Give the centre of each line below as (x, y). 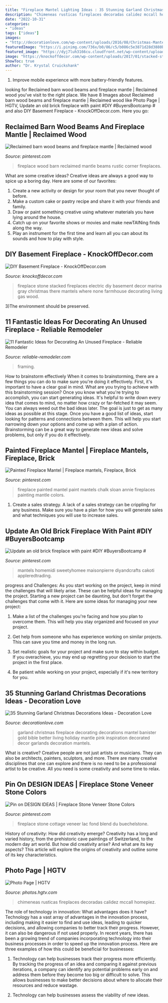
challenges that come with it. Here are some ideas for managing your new (81, 601)
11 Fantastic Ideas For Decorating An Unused (76, 322)
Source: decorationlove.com (34, 723)
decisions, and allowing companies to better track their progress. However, (82, 927)
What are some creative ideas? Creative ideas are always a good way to (79, 175)
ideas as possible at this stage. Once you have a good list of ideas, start (79, 413)
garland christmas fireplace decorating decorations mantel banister (87, 732)
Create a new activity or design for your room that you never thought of (86, 190)
